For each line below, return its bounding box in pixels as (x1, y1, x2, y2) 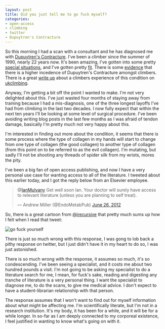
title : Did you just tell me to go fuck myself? (5, 12, 107, 17)
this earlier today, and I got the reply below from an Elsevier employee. (5, 177, 149, 183)
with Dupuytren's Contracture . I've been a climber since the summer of (5, 54, 150, 59)
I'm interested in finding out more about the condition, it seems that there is (5, 131, 159, 137)
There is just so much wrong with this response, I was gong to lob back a (5, 236, 154, 242)
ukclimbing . (5, 80, 29, 86)
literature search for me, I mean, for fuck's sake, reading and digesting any (5, 272, 157, 277)
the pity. (5, 157, 22, 163)
